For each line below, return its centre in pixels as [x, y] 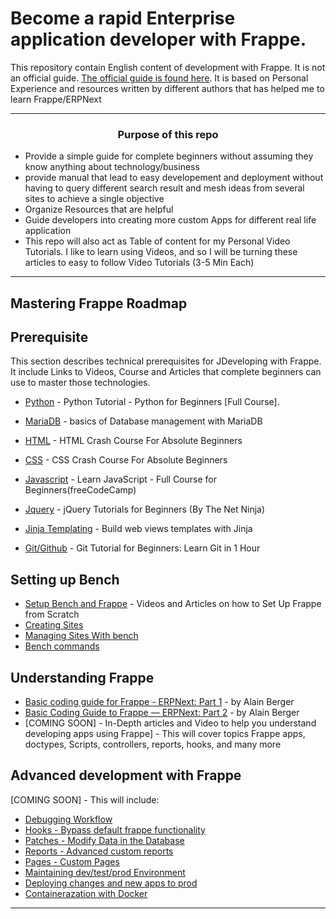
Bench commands [62, 646]
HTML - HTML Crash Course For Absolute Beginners [133, 441]
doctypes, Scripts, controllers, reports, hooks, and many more [153, 744]
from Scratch [52, 614]
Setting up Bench [65, 579]
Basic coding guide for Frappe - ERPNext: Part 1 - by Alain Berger [159, 702]
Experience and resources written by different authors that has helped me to [167, 88]
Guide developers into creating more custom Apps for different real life [170, 220]
